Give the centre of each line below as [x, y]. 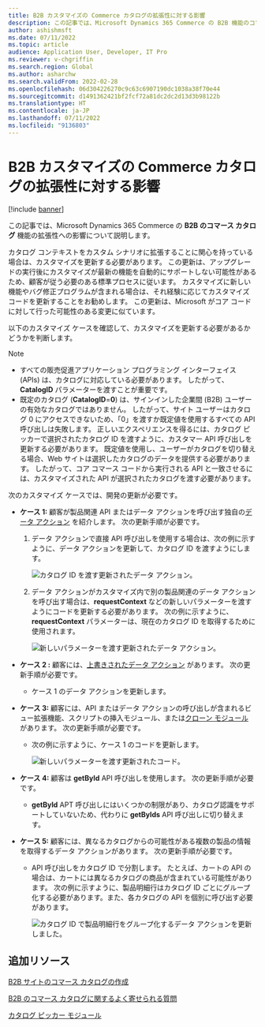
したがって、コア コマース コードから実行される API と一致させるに [144, 468]
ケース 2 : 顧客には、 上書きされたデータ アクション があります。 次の [131, 664]
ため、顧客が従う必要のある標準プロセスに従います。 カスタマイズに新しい [130, 282]
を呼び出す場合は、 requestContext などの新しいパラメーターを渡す [142, 601]
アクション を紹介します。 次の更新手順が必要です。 [119, 521]
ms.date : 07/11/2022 [42, 37]
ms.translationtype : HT [47, 103]
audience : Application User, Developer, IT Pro [88, 52]
